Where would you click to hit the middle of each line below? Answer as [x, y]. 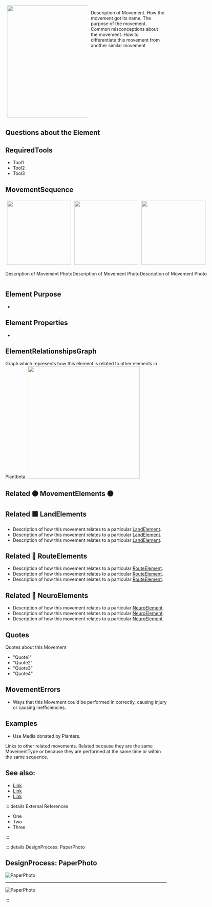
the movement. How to [115, 34]
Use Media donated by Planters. [47, 736]
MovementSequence [39, 190]
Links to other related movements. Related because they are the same [79, 746]
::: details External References [37, 806]
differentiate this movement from [125, 40]
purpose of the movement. [119, 24]
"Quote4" [23, 674]
